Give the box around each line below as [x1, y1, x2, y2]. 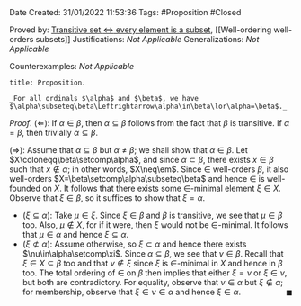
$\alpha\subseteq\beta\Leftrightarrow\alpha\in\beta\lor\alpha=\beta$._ [9, 102, 288, 111]
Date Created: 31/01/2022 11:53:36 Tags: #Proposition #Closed [9, 7, 242, 17]
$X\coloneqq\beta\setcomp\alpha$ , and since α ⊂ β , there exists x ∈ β [9, 155, 274, 165]
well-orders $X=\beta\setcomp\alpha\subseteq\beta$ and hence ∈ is [9, 174, 265, 184]
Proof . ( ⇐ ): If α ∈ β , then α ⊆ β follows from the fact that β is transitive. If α [9, 118, 290, 128]
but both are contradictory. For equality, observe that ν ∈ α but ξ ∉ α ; [22, 277, 284, 287]
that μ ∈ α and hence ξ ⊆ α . [22, 229, 128, 239]
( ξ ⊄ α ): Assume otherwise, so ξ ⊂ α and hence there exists [22, 238, 247, 249]
